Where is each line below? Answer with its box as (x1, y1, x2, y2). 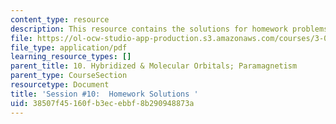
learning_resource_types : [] (10, 52, 132, 62)
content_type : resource (10, 14, 110, 25)
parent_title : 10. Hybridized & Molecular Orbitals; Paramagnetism (10, 61, 298, 71)
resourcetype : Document (10, 80, 110, 90)
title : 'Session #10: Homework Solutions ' (10, 89, 199, 99)
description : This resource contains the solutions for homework (10, 24, 288, 34)
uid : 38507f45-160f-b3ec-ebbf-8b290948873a (10, 98, 195, 108)
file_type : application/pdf (10, 42, 128, 53)
